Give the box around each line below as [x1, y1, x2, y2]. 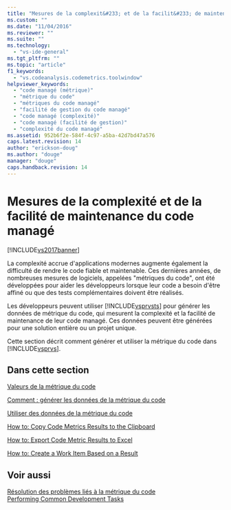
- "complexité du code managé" [13, 125, 103, 132]
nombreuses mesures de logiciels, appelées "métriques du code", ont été [7, 274, 215, 282]
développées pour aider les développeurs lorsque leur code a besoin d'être [7, 280, 221, 289]
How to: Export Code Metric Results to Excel [7, 436, 133, 445]
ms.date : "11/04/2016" [7, 23, 72, 30]
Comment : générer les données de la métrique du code [7, 396, 166, 404]
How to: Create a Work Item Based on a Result [7, 449, 139, 458]
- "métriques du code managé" [13, 100, 100, 107]
